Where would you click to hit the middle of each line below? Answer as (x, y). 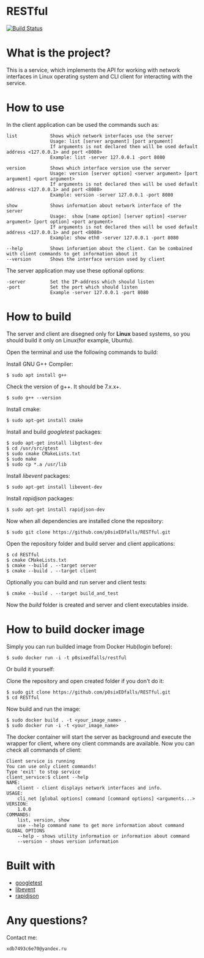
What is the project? (59, 53)
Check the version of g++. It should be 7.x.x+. (64, 387)
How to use (35, 108)
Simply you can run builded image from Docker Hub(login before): (89, 646)
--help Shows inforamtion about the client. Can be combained (99, 248)
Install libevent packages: (38, 475)
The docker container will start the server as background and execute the (99, 737)
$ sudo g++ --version (34, 398)
